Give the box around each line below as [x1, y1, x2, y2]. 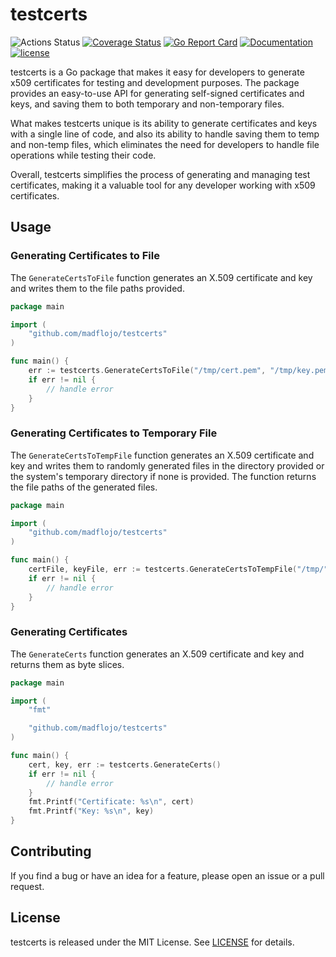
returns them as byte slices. [10, 658, 125, 670]
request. [10, 880, 45, 892]
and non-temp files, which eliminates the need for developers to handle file [10, 138, 320, 150]
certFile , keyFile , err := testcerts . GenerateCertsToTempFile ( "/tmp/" [28, 564, 329, 575]
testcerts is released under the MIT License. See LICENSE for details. [10, 936, 295, 948]
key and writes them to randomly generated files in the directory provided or [10, 459, 325, 472]
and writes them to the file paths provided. [10, 282, 185, 294]
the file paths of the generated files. [10, 481, 158, 493]
